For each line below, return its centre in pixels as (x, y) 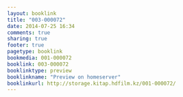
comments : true (29, 32)
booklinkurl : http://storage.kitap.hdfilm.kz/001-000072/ (91, 83)
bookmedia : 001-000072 (39, 58)
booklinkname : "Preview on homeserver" (64, 77)
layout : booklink (32, 13)
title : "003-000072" (37, 20)
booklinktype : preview (39, 70)
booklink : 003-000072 (38, 64)
